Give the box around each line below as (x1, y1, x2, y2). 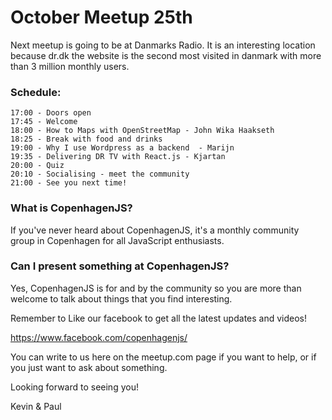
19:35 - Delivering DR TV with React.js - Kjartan (10, 152, 226, 162)
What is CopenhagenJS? (10, 201, 133, 215)
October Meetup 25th (10, 6, 193, 29)
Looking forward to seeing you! (10, 381, 139, 393)
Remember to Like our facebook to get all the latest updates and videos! (10, 312, 308, 324)
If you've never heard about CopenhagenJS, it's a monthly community (10, 224, 300, 236)
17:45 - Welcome (10, 117, 78, 127)
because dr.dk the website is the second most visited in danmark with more (10, 49, 322, 61)
